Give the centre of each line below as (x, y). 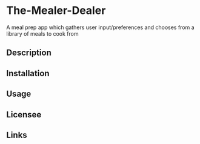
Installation (28, 73)
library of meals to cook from (42, 33)
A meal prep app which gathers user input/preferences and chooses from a (101, 27)
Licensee (24, 115)
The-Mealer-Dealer (56, 11)
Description (29, 53)
